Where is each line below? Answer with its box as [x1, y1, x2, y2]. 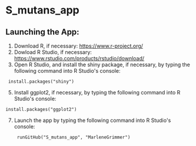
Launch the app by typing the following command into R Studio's [14, 117, 171, 124]
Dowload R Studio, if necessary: [14, 49, 92, 56]
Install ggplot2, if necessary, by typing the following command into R [14, 89, 181, 96]
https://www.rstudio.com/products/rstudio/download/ [14, 55, 145, 62]
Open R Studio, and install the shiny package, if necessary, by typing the [14, 61, 191, 68]
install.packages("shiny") [8, 79, 75, 84]
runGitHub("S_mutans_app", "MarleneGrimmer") [16, 134, 131, 140]
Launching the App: [5, 27, 80, 37]
